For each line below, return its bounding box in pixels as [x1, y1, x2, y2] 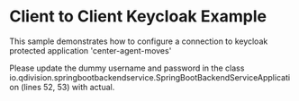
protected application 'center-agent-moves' [9, 45, 172, 55]
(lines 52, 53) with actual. [21, 81, 115, 92]
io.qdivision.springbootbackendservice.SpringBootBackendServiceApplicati [9, 72, 291, 82]
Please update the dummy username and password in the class [9, 63, 245, 73]
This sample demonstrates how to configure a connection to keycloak [9, 36, 268, 46]
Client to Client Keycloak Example [9, 6, 267, 27]
